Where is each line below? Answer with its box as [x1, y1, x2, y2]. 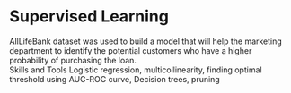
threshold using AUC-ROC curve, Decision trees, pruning [9, 73, 220, 84]
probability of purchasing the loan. [9, 55, 137, 65]
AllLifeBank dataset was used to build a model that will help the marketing [9, 36, 283, 46]
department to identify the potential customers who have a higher [9, 45, 252, 55]
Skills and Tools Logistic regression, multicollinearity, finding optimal [9, 64, 262, 75]
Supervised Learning [9, 6, 169, 27]
